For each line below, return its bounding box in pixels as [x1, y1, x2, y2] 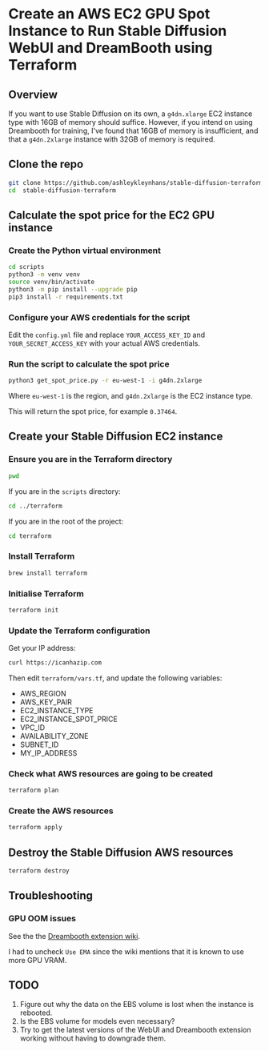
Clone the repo [8, 158, 84, 171]
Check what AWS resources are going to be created [8, 768, 214, 779]
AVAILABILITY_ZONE [19, 731, 89, 740]
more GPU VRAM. [8, 955, 67, 965]
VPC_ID [19, 722, 46, 732]
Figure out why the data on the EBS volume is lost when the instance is [19, 1000, 255, 1009]
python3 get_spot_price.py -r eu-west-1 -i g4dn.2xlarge [8, 377, 203, 385]
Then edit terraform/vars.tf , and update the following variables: [8, 673, 223, 683]
